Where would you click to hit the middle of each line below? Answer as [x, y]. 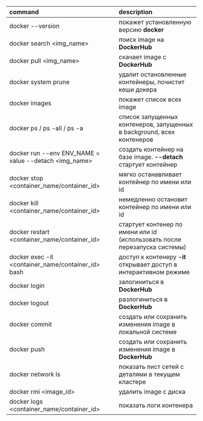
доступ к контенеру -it [152, 257]
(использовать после [150, 240]
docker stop [26, 178]
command [24, 12]
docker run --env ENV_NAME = [55, 153]
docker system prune [40, 82]
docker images [31, 103]
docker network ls [35, 374]
